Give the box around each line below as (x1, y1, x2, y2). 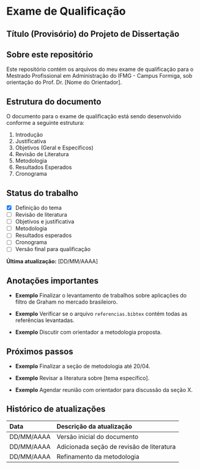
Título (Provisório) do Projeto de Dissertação (6, 29, 180, 39)
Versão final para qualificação (15, 246, 91, 253)
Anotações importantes (6, 276, 99, 286)
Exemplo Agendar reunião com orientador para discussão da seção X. (15, 386, 193, 394)
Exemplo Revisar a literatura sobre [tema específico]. (15, 375, 150, 382)
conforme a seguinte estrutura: (6, 119, 84, 127)
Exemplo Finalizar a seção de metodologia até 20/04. (15, 362, 151, 370)
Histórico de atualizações (6, 404, 106, 415)
